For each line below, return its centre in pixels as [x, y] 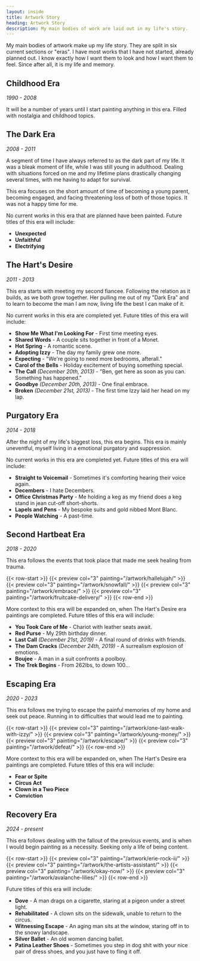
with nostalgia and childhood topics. [51, 116]
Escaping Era [31, 684]
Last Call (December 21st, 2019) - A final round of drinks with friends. [100, 640]
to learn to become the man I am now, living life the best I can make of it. [96, 303]
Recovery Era [32, 814]
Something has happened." [48, 378]
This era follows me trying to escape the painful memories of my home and [99, 710]
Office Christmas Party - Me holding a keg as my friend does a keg [98, 497]
